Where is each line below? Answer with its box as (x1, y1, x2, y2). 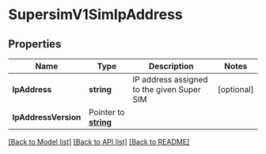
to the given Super (132, 84, 201, 94)
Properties (8, 37, 62, 51)
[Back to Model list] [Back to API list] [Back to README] (8, 137, 190, 146)
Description (148, 61, 194, 71)
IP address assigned (132, 74, 208, 85)
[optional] (217, 84, 254, 94)
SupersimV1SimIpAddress (8, 6, 184, 24)
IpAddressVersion (12, 112, 82, 122)
